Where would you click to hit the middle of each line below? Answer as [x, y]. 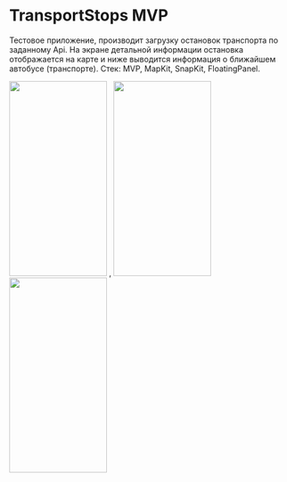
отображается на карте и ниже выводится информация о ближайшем [143, 59]
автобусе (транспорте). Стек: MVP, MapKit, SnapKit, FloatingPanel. [135, 69]
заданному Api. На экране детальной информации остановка [126, 49]
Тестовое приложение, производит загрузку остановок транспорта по [144, 40]
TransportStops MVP [89, 16]
